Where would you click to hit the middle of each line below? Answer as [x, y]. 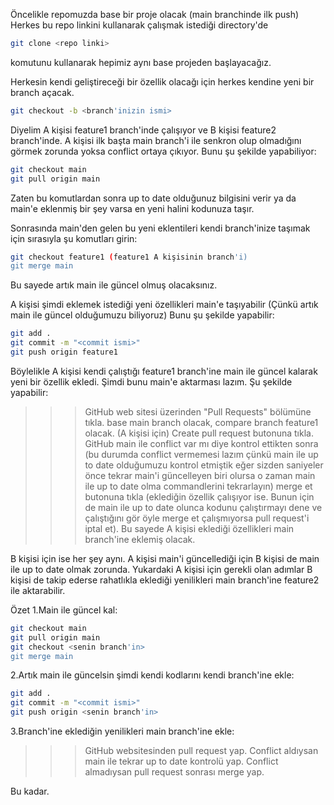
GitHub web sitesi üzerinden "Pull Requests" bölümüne [198, 411]
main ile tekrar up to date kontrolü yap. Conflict [181, 761]
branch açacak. [42, 92]
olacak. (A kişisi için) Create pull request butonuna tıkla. [199, 433]
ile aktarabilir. [38, 590]
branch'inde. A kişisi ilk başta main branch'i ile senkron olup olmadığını [156, 140]
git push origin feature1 [64, 352]
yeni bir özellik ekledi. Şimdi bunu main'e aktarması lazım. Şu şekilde [151, 381]
